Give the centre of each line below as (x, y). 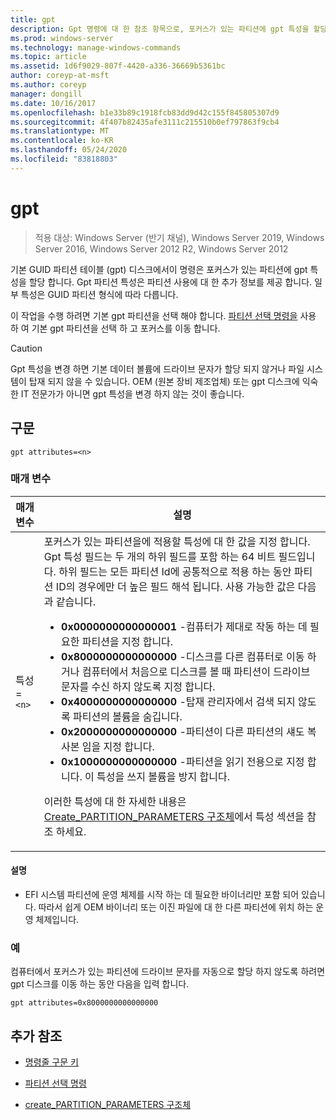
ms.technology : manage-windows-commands (96, 47)
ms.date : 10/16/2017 (53, 103)
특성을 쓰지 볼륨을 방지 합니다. (163, 776)
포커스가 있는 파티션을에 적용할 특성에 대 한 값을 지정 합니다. (177, 541)
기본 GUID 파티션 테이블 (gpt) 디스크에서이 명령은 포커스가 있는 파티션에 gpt (159, 269)
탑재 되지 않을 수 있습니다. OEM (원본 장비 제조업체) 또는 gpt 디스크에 (164, 381)
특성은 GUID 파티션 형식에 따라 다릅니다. (99, 294)
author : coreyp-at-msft (60, 76)
